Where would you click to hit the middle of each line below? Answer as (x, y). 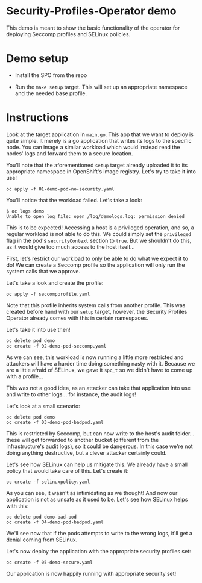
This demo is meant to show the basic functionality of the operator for (93, 28)
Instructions (37, 118)
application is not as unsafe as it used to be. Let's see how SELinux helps (97, 499)
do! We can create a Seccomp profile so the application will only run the (96, 265)
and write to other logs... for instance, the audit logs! (71, 394)
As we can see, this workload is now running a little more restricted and (95, 357)
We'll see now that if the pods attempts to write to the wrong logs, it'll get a (99, 533)
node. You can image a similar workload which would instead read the (93, 147)
